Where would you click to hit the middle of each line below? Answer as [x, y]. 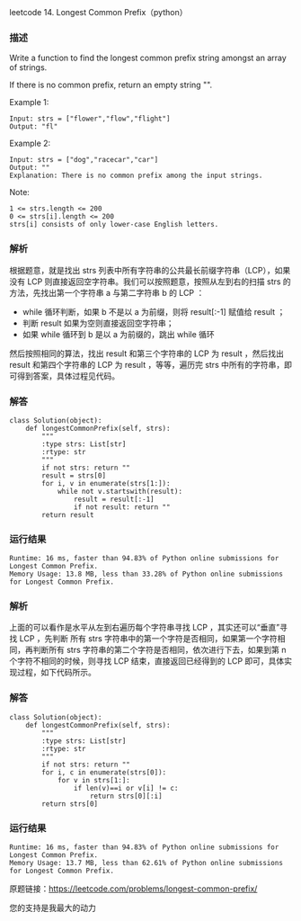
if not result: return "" [122, 507]
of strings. [28, 67]
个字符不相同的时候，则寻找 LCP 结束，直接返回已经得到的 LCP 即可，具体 [147, 661]
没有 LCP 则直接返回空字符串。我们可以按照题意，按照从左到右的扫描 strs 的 [150, 282]
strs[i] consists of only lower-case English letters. [114, 225]
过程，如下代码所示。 [56, 673]
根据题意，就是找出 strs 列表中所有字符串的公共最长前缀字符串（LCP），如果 [150, 270]
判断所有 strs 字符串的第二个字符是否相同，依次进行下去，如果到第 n [159, 650]
